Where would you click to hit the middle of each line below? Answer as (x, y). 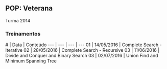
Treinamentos (23, 33)
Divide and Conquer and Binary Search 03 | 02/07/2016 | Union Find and (82, 56)
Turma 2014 (18, 20)
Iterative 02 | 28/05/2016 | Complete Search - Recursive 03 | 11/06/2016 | (82, 50)
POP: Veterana (29, 8)
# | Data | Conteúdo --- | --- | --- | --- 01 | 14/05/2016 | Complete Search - (83, 45)
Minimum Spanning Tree (31, 61)
